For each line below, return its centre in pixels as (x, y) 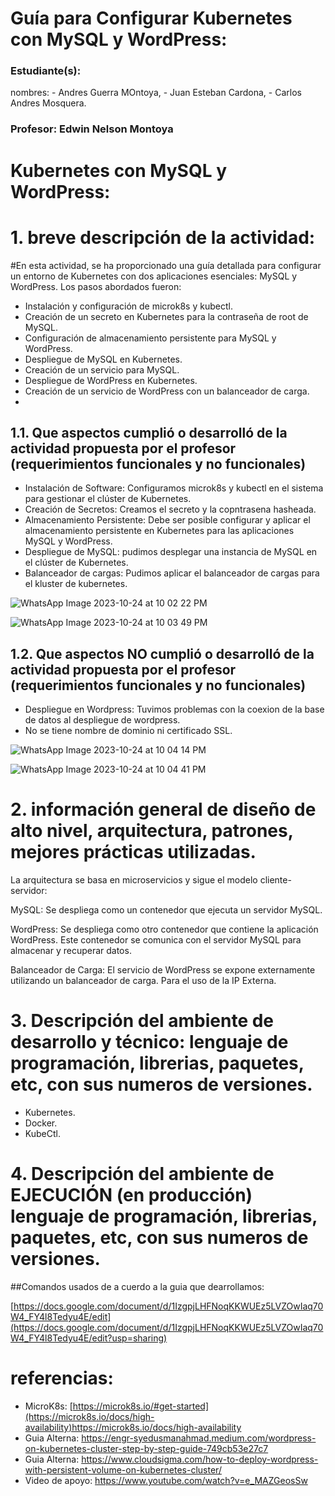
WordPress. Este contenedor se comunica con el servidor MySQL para (156, 940)
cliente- (275, 880)
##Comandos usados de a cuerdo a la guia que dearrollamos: (137, 1286)
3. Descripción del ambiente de (142, 1021)
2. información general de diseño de (163, 809)
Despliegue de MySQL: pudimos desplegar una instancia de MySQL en (171, 552)
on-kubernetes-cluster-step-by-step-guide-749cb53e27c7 (146, 1448)
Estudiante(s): (46, 71)
